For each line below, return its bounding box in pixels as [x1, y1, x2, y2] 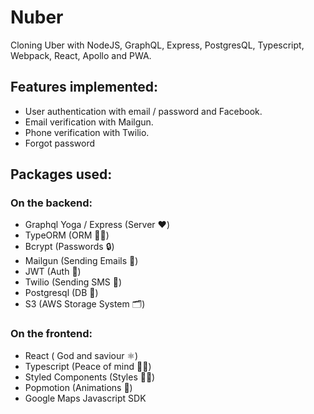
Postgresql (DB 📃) [24, 287, 99, 299]
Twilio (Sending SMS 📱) [24, 276, 123, 288]
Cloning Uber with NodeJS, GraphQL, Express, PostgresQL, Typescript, [10, 39, 305, 51]
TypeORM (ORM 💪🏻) [24, 229, 110, 241]
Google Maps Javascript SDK [24, 392, 147, 404]
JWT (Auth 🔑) [24, 266, 82, 278]
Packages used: [10, 166, 113, 183]
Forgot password [24, 137, 95, 149]
